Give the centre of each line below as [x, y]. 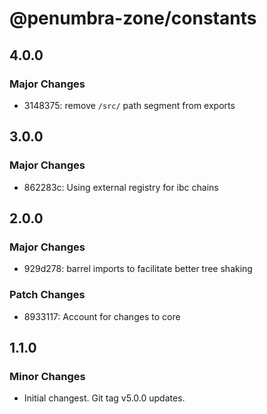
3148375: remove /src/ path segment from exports [129, 105]
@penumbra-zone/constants [133, 18]
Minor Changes [47, 376]
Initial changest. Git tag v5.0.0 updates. [104, 398]
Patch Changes [47, 295]
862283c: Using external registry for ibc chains [121, 187]
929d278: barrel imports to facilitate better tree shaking [138, 269]
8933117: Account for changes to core [102, 316]
